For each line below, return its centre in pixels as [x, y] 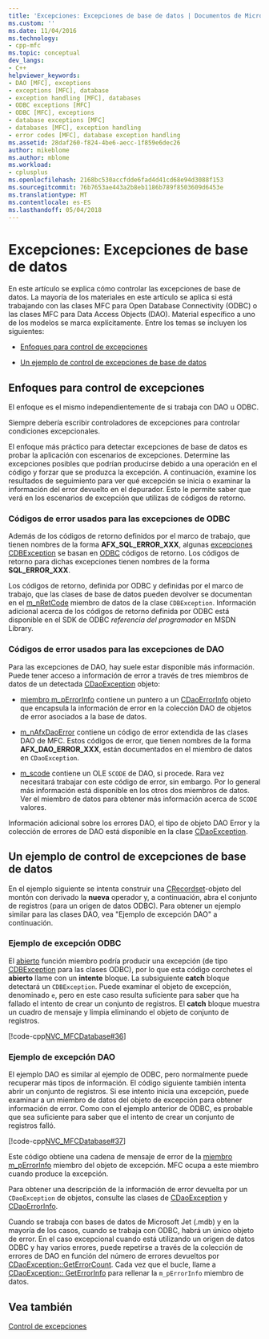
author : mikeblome [39, 150]
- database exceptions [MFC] [57, 120]
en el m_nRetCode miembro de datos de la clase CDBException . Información [132, 603]
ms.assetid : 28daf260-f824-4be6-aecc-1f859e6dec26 [94, 142]
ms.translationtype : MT [48, 195]
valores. [33, 807]
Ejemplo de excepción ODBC [65, 943]
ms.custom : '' [32, 23]
